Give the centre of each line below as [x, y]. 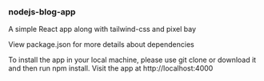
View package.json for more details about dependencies [101, 44]
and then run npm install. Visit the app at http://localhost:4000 [111, 68]
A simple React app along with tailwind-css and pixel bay [102, 29]
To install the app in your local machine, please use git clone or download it [132, 60]
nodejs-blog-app [42, 12]
